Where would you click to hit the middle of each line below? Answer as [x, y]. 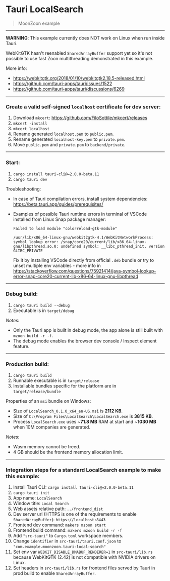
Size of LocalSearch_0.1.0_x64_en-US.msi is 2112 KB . [68, 411]
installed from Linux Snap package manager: [60, 219]
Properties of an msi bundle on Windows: [48, 401]
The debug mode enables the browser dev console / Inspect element [85, 341]
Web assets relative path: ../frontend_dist [58, 509]
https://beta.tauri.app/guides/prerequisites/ [58, 204]
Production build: [27, 364]
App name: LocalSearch [37, 498]
